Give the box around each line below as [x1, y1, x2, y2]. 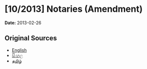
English [11, 47, 27, 53]
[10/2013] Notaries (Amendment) [4, 3, 143, 15]
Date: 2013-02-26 [4, 20, 41, 26]
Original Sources [4, 34, 57, 42]
